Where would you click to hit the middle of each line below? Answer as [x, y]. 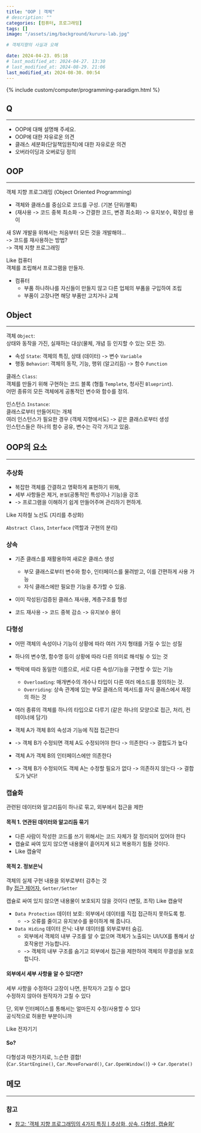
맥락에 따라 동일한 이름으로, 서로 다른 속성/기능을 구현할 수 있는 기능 [94, 669]
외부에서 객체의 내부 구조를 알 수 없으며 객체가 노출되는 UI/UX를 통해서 [106, 936]
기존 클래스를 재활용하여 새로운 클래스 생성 [65, 559]
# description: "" [29, 17]
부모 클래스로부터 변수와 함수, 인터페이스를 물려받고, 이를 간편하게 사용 [106, 572]
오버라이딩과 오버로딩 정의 [45, 152]
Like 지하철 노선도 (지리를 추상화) [45, 515]
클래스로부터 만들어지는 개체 [39, 412]
